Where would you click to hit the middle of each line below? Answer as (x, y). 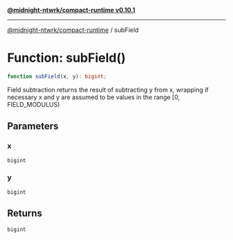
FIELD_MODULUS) (34, 104)
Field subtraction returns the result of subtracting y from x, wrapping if (108, 89)
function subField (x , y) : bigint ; (57, 76)
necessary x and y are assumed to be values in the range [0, (94, 97)
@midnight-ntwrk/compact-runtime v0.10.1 (71, 10)
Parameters (33, 127)
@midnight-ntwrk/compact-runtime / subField (73, 30)
